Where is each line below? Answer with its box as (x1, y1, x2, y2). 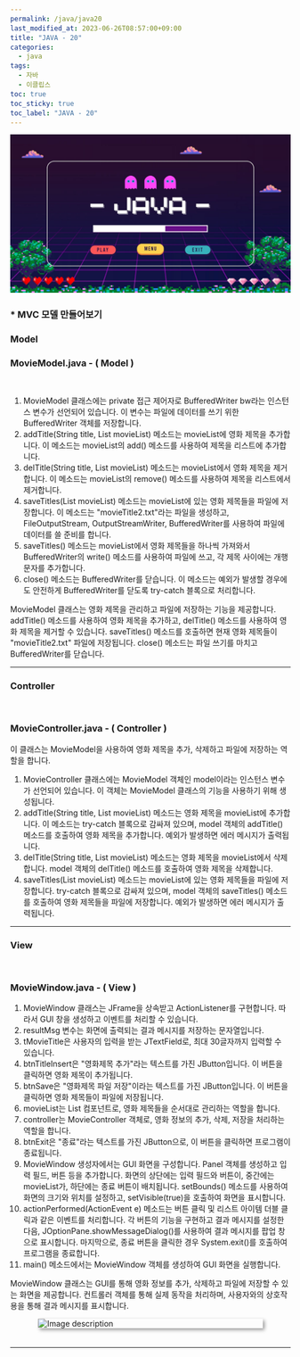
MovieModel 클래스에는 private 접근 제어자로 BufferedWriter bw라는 (22, 395, 266, 406)
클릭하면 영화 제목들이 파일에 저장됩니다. (22, 1092, 164, 1103)
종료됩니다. (22, 1147, 62, 1159)
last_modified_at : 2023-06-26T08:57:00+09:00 (10, 23, 182, 33)
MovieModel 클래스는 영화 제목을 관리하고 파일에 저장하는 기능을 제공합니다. (10, 604, 277, 615)
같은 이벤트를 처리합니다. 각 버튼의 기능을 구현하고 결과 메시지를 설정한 (39, 1214, 285, 1226)
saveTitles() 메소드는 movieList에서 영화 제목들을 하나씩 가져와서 (22, 541, 251, 551)
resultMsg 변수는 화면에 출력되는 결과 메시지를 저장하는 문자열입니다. (22, 1025, 264, 1036)
